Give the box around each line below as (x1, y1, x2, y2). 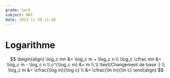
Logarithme (5, 39, 56, 51)
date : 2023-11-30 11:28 (5, 17, 56, 22)
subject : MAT (5, 12, 33, 17)
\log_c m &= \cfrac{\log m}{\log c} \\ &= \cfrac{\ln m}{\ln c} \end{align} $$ (8, 67, 164, 73)
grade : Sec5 (5, 7, 31, 13)
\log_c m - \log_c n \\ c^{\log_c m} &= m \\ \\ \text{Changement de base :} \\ (7, 62, 165, 68)
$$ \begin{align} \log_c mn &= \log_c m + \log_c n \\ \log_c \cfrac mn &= (10, 56, 162, 62)
